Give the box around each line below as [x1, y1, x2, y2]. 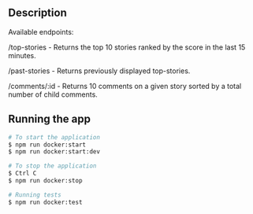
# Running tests [8, 190, 61, 199]
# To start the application [8, 133, 101, 141]
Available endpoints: [8, 27, 74, 36]
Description [8, 6, 67, 20]
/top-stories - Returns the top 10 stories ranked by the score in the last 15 [8, 42, 246, 52]
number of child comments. [8, 90, 99, 99]
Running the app [8, 113, 91, 126]
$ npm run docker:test [8, 198, 83, 206]
